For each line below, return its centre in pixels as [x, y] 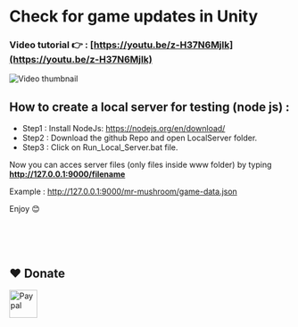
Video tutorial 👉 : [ [52, 45]
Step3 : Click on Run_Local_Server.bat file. [100, 147]
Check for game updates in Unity [134, 17]
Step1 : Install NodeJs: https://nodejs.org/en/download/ [124, 129]
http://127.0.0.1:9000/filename [67, 174]
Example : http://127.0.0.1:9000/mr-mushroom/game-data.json [124, 192]
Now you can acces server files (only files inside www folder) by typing [141, 165]
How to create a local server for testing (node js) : [149, 107]
